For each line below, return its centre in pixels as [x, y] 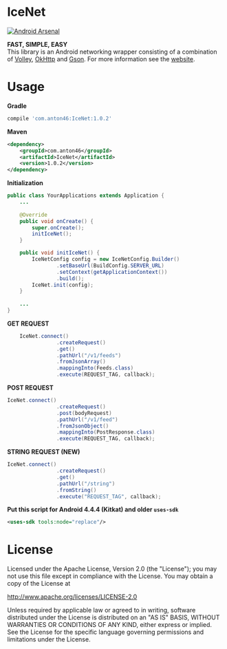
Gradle [17, 106]
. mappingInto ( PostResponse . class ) [106, 432]
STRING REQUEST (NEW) [44, 452]
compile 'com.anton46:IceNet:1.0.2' [60, 118]
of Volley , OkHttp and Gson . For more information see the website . [101, 58]
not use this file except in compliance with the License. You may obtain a [110, 576]
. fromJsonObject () [83, 426]
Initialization [25, 183]
